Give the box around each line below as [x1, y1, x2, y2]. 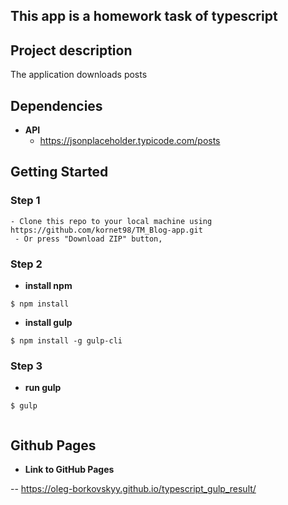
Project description [10, 42, 133, 59]
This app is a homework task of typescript [10, 8, 278, 25]
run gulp [24, 382, 62, 394]
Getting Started [10, 164, 109, 181]
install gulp [24, 317, 73, 328]
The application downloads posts [10, 69, 148, 81]
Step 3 [10, 359, 43, 373]
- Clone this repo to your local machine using [10, 216, 213, 226]
